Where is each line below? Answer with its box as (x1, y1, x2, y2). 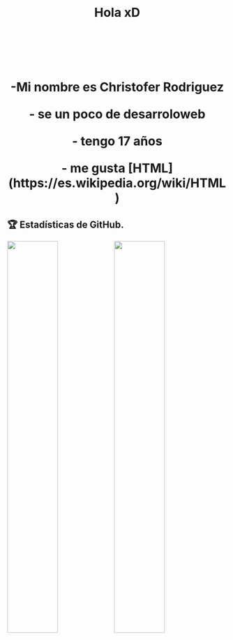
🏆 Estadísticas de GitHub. (7, 218, 124, 230)
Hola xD (93, 5, 141, 21)
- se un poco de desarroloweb (29, 106, 206, 122)
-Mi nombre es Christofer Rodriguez (10, 80, 225, 95)
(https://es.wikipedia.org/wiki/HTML (8, 175, 227, 191)
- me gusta (61, 161, 126, 177)
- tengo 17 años (72, 133, 163, 149)
